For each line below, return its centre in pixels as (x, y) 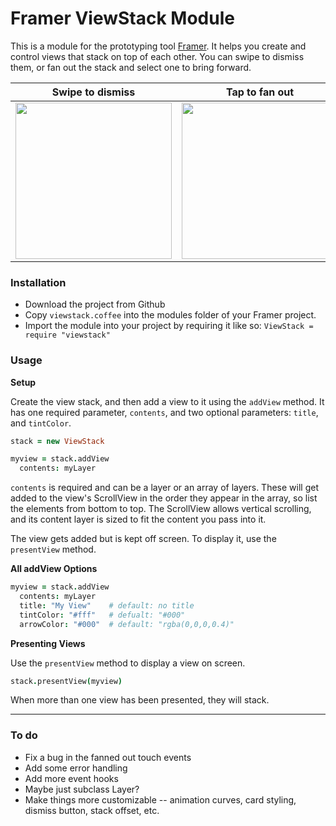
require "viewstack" (67, 335)
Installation (38, 282)
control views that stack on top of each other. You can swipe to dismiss (157, 56)
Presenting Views (48, 643)
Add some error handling (76, 768)
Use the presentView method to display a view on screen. (128, 663)
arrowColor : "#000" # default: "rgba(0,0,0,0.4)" (127, 624)
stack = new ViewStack (57, 441)
